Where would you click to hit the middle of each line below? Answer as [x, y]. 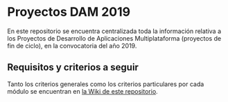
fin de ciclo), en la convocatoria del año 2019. [72, 45]
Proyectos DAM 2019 [69, 12]
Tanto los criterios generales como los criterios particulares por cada [106, 84]
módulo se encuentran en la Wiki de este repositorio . [82, 91]
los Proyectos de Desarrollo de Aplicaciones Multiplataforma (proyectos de [114, 38]
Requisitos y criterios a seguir [73, 67]
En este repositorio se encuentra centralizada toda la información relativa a [114, 31]
